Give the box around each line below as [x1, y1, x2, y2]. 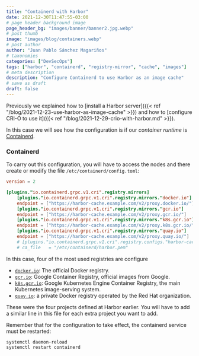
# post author [6, 42, 41, 48]
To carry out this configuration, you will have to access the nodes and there [6, 161, 191, 168]
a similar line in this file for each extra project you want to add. [6, 310, 158, 317]
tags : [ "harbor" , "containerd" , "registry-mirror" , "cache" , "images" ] [6, 63, 187, 70]
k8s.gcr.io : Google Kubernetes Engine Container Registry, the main [14, 279, 181, 287]
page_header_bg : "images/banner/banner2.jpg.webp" [6, 25, 134, 31]
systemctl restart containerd [6, 344, 81, 350]
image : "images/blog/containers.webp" [6, 36, 102, 42]
